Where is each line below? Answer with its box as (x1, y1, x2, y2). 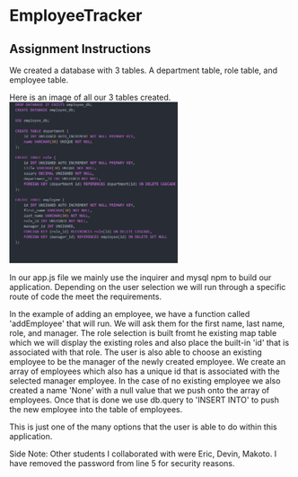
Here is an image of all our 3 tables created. (9, 92, 171, 102)
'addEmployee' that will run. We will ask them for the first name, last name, (9, 318, 285, 329)
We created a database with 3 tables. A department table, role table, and (9, 65, 278, 75)
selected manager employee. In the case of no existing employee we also (9, 375, 281, 386)
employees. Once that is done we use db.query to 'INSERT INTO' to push (9, 394, 280, 405)
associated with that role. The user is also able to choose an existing (9, 347, 262, 358)
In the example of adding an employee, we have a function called (9, 308, 250, 319)
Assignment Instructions (9, 41, 151, 57)
